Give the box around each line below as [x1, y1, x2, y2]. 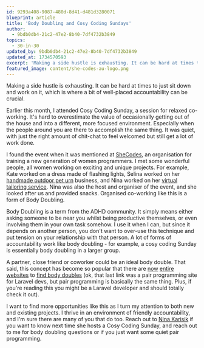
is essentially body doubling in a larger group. [6, 247, 120, 254]
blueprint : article [6, 15, 56, 21]
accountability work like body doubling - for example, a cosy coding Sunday [6, 240, 197, 248]
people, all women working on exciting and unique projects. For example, [6, 164, 189, 171]
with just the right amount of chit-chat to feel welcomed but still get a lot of [6, 133, 194, 140]
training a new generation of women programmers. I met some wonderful [6, 158, 190, 165]
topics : [6, 37, 26, 43]
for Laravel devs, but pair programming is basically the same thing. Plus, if [6, 278, 192, 285]
